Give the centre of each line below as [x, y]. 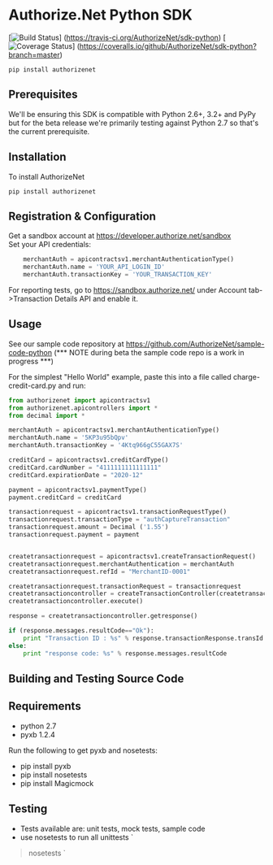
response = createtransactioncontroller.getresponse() [103, 616]
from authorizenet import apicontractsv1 [80, 400]
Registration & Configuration [82, 216]
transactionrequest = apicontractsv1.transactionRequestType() [118, 512]
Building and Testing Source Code [96, 678]
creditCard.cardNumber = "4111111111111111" [85, 467]
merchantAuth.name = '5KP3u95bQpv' [69, 438]
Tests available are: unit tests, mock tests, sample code [113, 828]
